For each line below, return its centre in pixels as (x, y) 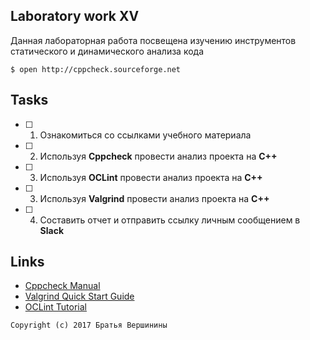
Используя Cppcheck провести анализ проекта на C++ (158, 156)
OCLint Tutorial (55, 307)
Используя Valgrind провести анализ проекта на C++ (154, 198)
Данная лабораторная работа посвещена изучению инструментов (153, 40)
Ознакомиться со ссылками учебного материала (145, 135)
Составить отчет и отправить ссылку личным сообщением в (170, 220)
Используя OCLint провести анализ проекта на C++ (151, 177)
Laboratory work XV (75, 16)
